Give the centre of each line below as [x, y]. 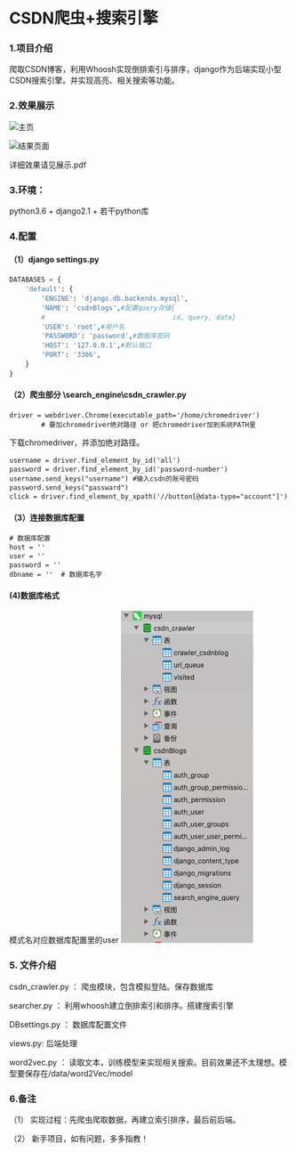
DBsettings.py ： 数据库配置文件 [68, 1024]
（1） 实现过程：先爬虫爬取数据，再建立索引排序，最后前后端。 [125, 1120]
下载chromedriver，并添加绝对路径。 [77, 442]
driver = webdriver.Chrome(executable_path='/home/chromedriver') [135, 416]
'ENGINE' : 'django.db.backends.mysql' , [115, 298]
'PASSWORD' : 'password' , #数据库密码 [106, 336]
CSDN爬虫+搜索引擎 [84, 18]
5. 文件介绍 [33, 965]
